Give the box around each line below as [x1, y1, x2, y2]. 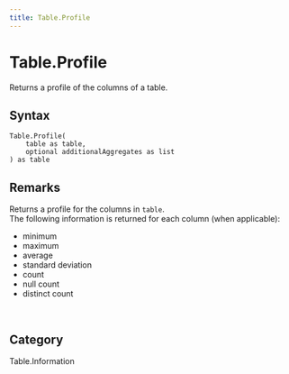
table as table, [25, 140, 87, 149]
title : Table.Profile [9, 13, 91, 23]
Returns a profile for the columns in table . [9, 204, 165, 214]
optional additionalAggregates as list [25, 148, 176, 157]
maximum [22, 241, 59, 251]
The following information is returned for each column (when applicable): [9, 214, 281, 224]
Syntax [9, 107, 50, 123]
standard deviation [22, 260, 93, 270]
